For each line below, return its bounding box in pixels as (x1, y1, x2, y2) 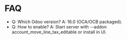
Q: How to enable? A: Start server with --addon (11, 24, 107, 29)
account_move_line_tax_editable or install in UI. (11, 29, 107, 35)
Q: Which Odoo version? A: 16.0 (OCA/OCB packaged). (11, 19, 123, 25)
